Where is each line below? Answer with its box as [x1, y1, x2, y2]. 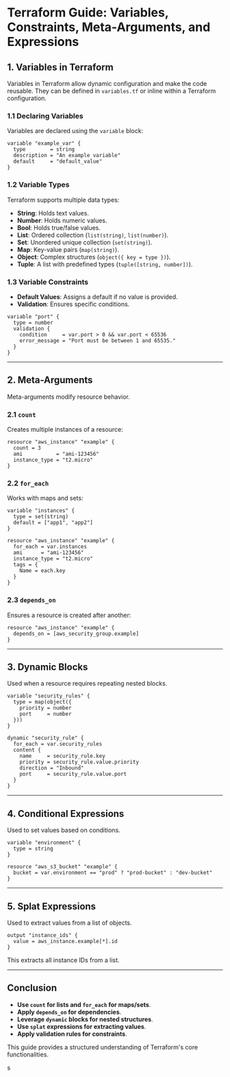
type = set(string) [13, 513, 69, 520]
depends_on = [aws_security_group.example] [13, 630, 139, 637]
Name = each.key [19, 568, 66, 575]
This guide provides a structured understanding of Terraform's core [7, 1043, 199, 1051]
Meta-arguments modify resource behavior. [7, 393, 130, 401]
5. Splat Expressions [7, 901, 97, 912]
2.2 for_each [7, 478, 49, 488]
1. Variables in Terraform [7, 61, 114, 73]
